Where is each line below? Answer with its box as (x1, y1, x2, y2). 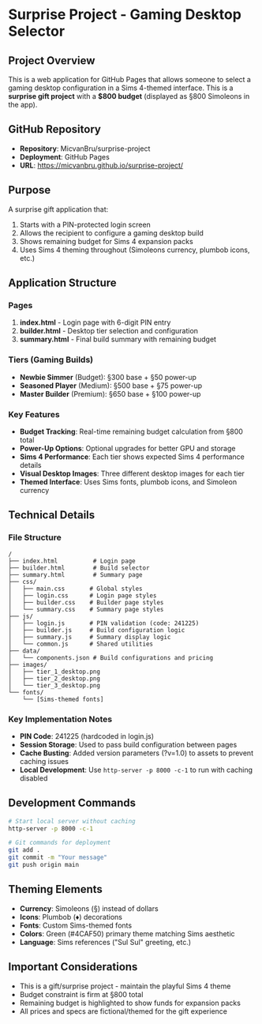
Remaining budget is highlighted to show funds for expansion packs (19, 998, 241, 1007)
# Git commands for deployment (8, 839, 111, 847)
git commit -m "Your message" (8, 853, 108, 862)
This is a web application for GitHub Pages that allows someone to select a (8, 75, 251, 84)
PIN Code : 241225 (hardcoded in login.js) (19, 731, 155, 740)
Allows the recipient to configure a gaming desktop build (19, 228, 204, 238)
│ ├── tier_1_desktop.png (8, 668, 101, 676)
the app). (8, 100, 38, 109)
